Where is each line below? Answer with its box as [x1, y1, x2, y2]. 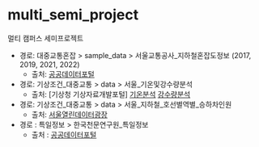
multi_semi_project [7, 6, 139, 24]
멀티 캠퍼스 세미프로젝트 [7, 33, 84, 43]
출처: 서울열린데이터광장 [31, 109, 108, 119]
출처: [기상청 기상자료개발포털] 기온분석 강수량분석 [31, 89, 191, 99]
